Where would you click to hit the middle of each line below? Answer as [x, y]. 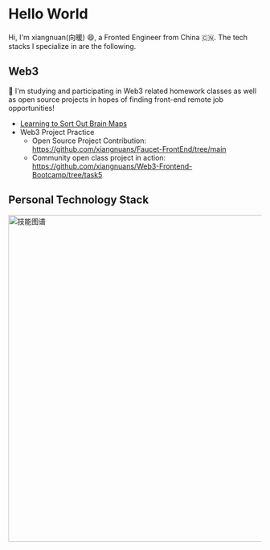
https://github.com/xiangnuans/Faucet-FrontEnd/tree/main [129, 149]
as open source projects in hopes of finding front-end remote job [116, 99]
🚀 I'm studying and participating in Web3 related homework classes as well [133, 91]
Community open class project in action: [99, 157]
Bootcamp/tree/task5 [67, 174]
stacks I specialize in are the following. [72, 46]
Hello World [48, 14]
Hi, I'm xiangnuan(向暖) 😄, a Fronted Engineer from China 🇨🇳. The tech [128, 37]
